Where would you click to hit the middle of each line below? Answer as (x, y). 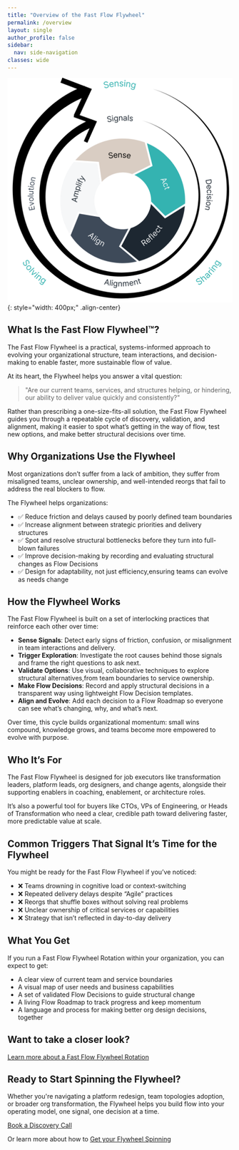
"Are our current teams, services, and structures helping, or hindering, (128, 390)
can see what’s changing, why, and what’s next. (88, 708)
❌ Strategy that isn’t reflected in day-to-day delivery (95, 917)
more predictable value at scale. (55, 821)
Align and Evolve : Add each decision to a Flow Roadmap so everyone (120, 701)
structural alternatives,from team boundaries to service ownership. (116, 678)
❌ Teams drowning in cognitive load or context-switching (102, 885)
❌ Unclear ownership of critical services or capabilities (98, 910)
